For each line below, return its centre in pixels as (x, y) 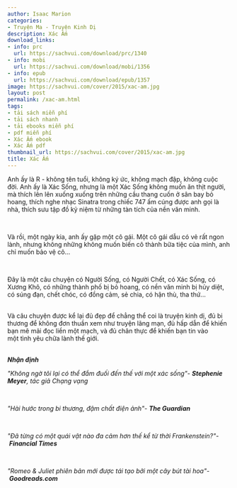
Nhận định (23, 360)
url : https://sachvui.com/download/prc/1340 (80, 54)
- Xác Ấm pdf (27, 146)
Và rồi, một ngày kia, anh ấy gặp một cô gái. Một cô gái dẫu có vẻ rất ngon (116, 237)
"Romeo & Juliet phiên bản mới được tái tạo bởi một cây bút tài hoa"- (109, 471)
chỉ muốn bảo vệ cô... (39, 252)
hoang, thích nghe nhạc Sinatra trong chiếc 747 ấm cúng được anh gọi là (113, 201)
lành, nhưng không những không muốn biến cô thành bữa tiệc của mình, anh (118, 244)
